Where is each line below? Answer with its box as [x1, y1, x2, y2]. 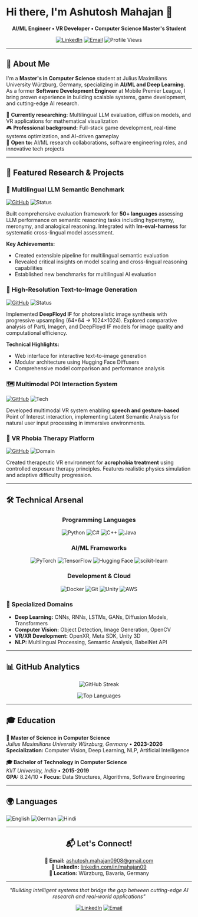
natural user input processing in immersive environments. [6, 419, 146, 427]
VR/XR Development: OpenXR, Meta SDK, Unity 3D [14, 632, 141, 639]
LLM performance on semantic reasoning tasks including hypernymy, [6, 217, 175, 224]
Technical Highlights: [6, 341, 60, 348]
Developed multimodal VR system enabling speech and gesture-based [6, 407, 180, 414]
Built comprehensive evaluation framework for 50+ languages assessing [6, 210, 183, 217]
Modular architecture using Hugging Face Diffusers [14, 358, 140, 366]
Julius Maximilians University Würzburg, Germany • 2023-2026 [6, 740, 163, 748]
